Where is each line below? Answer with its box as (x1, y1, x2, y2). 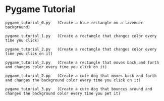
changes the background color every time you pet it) (5, 91, 121, 96)
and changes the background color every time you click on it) (5, 77, 141, 83)
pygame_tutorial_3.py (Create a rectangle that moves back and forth (5, 60, 159, 65)
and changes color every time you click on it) (5, 64, 107, 69)
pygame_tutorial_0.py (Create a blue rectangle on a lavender (5, 20, 143, 25)
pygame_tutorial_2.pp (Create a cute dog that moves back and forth (5, 73, 157, 78)
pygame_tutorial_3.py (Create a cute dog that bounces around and (5, 86, 152, 91)
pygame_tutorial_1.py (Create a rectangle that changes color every (5, 33, 157, 38)
